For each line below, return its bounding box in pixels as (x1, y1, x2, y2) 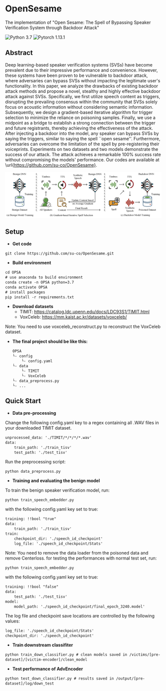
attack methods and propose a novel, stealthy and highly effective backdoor (5, 88, 161, 94)
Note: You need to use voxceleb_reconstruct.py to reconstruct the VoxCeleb (5, 323, 161, 329)
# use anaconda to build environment (5, 275, 83, 280)
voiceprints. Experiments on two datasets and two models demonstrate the (5, 146, 159, 152)
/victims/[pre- (129, 652, 161, 657)
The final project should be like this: (12, 338, 88, 344)
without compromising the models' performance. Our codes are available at (5, 157, 160, 163)
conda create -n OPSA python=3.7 (5, 280, 74, 285)
